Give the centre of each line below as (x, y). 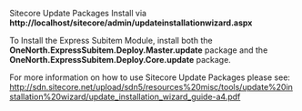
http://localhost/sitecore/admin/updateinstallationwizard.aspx (131, 23)
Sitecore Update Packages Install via (78, 13)
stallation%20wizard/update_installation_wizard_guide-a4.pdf (125, 96)
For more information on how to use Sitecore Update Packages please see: (150, 77)
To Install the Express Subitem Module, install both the (111, 40)
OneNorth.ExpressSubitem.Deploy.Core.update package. (121, 60)
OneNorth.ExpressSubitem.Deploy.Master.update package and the (139, 50)
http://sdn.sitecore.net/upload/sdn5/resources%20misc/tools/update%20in (151, 87)
